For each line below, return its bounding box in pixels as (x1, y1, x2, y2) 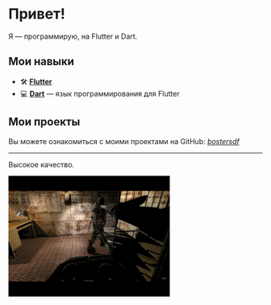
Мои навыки (8, 55, 75, 68)
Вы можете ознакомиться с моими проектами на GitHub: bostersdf (8, 136, 240, 146)
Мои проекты (8, 115, 81, 129)
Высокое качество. (8, 159, 75, 169)
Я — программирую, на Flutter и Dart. (8, 31, 138, 41)
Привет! (8, 5, 66, 23)
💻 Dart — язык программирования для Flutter (19, 89, 180, 98)
